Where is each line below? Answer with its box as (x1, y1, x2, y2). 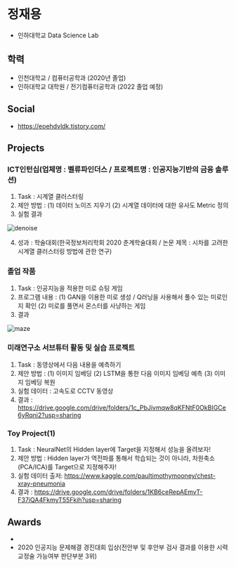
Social (7, 103, 35, 115)
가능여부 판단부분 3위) (36, 552, 97, 560)
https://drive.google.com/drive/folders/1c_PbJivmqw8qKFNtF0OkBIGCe (17, 403, 226, 412)
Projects (7, 142, 45, 154)
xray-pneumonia (17, 479, 65, 488)
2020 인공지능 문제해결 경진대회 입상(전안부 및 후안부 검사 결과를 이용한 (17, 542, 216, 552)
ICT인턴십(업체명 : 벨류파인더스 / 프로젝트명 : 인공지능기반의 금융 (7, 164, 214, 174)
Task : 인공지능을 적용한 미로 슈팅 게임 (17, 284, 123, 292)
